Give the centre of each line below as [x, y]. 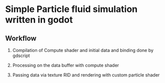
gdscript [21, 55]
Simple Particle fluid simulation [71, 9]
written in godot [39, 20]
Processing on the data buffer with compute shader [66, 65]
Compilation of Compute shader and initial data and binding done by [83, 50]
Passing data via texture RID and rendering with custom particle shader [86, 75]
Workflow [21, 38]
